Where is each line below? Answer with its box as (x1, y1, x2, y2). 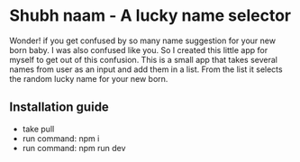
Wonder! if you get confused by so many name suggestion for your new (9, 35, 277, 46)
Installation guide (9, 100, 110, 115)
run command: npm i (22, 132, 100, 144)
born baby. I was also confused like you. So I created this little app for (9, 44, 268, 55)
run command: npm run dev (22, 142, 126, 153)
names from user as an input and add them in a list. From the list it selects (9, 64, 283, 75)
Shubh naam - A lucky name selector (9, 5, 291, 26)
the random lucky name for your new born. (9, 73, 168, 84)
